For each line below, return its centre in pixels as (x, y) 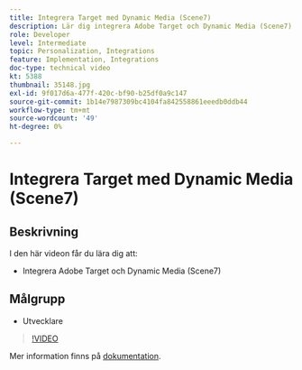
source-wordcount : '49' (54, 118)
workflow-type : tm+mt (50, 110)
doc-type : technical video (60, 69)
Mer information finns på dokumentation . (85, 356)
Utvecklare (42, 320)
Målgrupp (37, 299)
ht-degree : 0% (36, 127)
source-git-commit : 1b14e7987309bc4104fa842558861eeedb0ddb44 (128, 102)
